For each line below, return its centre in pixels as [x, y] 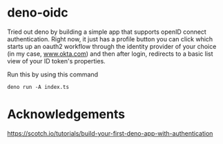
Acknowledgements [66, 114]
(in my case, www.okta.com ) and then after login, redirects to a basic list [110, 54]
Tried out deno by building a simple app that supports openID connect [107, 32]
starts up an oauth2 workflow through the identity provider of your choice [112, 46]
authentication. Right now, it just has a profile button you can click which [110, 39]
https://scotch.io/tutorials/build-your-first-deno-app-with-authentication [110, 133]
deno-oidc [38, 13]
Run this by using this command [53, 74]
